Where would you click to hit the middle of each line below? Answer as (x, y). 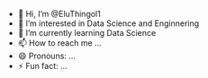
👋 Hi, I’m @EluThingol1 (59, 14)
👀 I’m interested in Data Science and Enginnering (109, 23)
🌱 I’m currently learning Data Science (87, 33)
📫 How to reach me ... (59, 43)
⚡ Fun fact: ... (42, 66)
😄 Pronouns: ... (47, 56)
